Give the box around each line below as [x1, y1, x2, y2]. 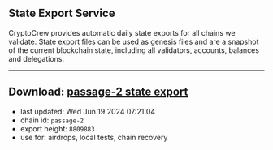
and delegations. [8, 54, 65, 63]
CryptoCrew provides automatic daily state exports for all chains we [8, 28, 236, 37]
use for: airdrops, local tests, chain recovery [19, 132, 168, 142]
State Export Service [8, 6, 115, 20]
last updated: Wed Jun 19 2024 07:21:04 [19, 106, 156, 116]
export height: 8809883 [19, 123, 95, 133]
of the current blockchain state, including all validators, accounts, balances [8, 45, 260, 55]
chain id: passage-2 [19, 115, 84, 125]
